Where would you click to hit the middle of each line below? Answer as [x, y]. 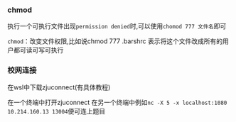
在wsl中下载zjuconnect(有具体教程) [59, 87]
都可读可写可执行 [38, 50]
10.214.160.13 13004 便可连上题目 [57, 111]
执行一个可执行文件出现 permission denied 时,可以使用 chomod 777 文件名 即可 [117, 26]
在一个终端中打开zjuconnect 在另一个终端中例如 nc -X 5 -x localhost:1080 [117, 102]
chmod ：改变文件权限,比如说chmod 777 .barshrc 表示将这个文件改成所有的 [115, 41]
